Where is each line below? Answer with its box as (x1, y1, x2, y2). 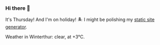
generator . (5, 24, 27, 30)
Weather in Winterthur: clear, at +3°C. (5, 34, 85, 40)
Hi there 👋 (5, 5, 31, 12)
